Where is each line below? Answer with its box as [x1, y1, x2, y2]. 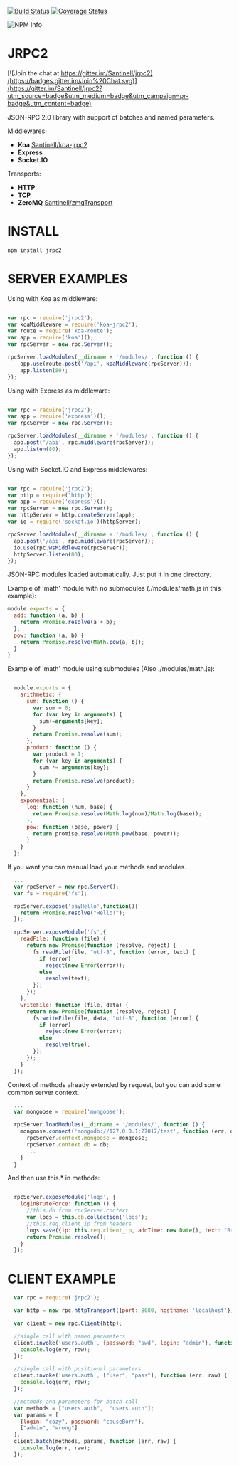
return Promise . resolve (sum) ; [33, 731, 122, 738]
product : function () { [26, 744, 97, 751]
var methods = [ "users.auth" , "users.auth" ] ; [14, 1405, 154, 1412]
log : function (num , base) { [26, 804, 113, 811]
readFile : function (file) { [20, 936, 107, 943]
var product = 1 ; [33, 751, 84, 758]
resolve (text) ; [45, 975, 91, 982]
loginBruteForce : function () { [20, 1200, 116, 1207]
